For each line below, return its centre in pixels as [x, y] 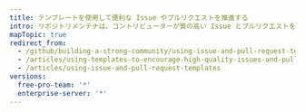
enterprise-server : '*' [62, 93]
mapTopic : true [38, 34]
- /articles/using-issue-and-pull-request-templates [119, 69]
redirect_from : [38, 43]
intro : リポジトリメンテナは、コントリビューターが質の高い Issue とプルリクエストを [153, 26]
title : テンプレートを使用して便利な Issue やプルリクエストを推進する [129, 18]
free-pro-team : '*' [54, 85]
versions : [28, 77]
